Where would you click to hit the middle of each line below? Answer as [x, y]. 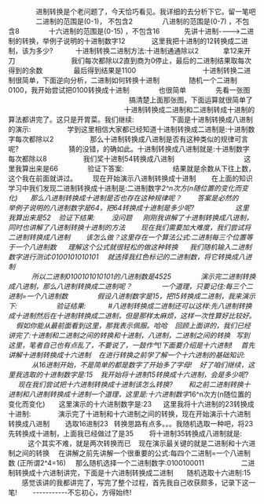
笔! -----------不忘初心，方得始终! [70, 492]
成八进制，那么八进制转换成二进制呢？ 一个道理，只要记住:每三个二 [130, 286]
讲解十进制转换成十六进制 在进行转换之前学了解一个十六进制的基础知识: [126, 355]
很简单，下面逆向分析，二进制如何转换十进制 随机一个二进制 [126, 80]
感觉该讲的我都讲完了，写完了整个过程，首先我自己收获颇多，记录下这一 [139, 482]
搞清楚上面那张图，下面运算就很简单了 [191, 100]
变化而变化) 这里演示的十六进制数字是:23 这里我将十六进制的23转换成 [131, 404]
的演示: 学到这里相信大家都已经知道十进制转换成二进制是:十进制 [128, 129]
